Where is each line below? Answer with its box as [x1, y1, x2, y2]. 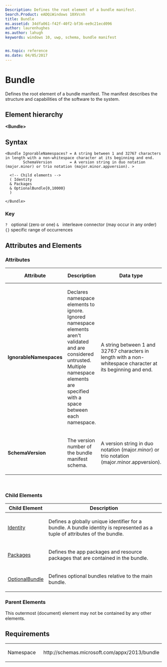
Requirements [5, 630, 50, 638]
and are [67, 345, 85, 352]
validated [67, 338, 89, 345]
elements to [67, 301, 95, 308]
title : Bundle [5, 16, 35, 21]
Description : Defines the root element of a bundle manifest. [5, 7, 137, 12]
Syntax [5, 138, 28, 147]
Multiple [67, 363, 86, 370]
